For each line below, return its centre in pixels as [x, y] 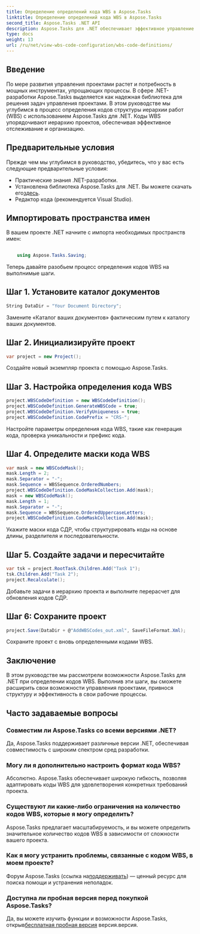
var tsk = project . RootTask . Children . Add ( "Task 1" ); [73, 569]
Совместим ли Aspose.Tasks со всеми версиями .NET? [91, 730]
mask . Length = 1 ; [28, 501]
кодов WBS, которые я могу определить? [70, 814]
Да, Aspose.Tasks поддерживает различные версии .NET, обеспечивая [97, 743]
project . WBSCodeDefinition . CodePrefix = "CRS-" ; [68, 417]
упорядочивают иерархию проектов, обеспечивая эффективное [89, 122]
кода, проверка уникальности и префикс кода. [66, 435]
